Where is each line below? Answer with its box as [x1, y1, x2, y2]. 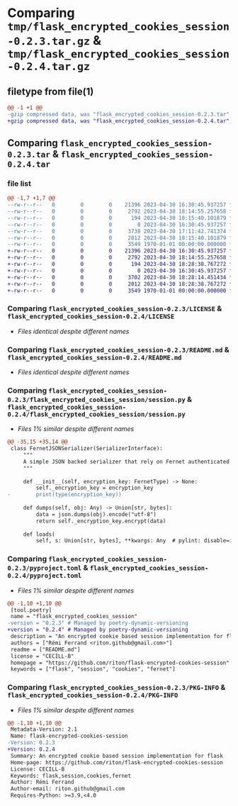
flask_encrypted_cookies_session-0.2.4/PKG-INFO [7, 691, 178, 700]
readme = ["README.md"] [10, 646, 81, 653]
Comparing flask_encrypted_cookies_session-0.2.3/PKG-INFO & [7, 683, 226, 693]
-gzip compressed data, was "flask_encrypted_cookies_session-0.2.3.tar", [7, 111, 233, 118]
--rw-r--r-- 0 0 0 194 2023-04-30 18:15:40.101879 [7, 214, 227, 221]
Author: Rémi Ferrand [10, 778, 74, 786]
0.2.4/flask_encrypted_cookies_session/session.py [7, 410, 186, 418]
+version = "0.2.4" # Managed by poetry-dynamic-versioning [7, 626, 189, 634]
